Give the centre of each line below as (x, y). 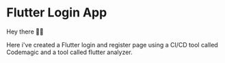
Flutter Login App (57, 13)
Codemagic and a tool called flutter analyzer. (69, 52)
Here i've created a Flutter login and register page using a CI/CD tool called (112, 45)
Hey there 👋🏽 (25, 32)
